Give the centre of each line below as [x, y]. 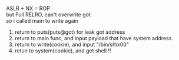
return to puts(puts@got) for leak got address [70, 32]
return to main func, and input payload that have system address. [94, 38]
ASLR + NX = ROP [28, 8]
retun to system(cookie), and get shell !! [63, 51]
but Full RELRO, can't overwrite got [49, 15]
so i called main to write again [42, 21]
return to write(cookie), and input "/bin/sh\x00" [72, 44]
